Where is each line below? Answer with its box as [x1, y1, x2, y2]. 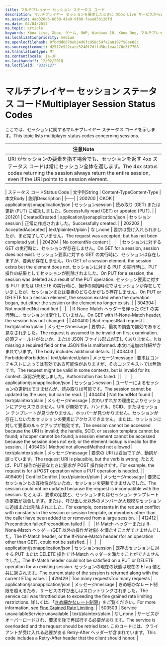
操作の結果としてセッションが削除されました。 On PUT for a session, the [5, 270, 154, 276]
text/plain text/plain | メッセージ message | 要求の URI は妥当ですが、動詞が [5, 450, 158, 456]
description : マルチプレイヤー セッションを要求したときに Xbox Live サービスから [5, 12, 161, 17]
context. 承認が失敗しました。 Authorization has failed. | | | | [5, 374, 132, 380]
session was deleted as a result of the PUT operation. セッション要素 [5, 276, 147, 282]
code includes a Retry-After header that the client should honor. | [5, 635, 138, 641]
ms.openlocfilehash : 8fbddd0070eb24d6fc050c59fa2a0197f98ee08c [5, 40, 139, 45]
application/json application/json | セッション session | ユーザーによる [5, 380, 146, 386]
